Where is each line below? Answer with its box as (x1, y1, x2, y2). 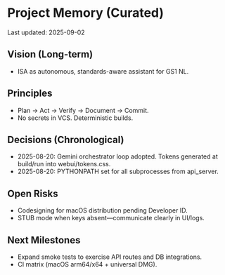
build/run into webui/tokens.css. (17, 160, 111, 168)
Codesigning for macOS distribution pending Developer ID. (17, 206, 188, 215)
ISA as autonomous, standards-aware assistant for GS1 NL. (17, 67, 189, 75)
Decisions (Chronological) (7, 133, 124, 145)
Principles (7, 88, 53, 100)
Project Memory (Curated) (7, 5, 164, 21)
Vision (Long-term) (7, 48, 94, 60)
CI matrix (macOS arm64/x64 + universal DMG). (17, 260, 157, 268)
